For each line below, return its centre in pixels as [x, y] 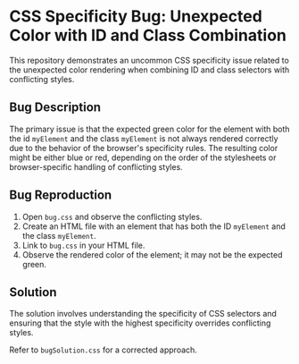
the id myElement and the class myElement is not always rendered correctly [144, 138]
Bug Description [55, 108]
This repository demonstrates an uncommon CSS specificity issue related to [149, 60]
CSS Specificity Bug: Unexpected [136, 17]
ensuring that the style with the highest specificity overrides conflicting [140, 323]
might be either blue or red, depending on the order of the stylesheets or [143, 157]
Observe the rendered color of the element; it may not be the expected [152, 254]
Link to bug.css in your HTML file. [83, 245]
